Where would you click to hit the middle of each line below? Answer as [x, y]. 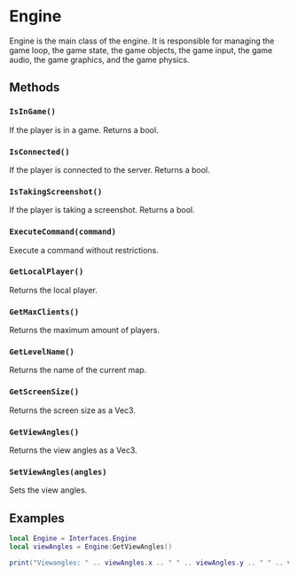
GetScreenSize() [44, 392]
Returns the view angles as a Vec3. [73, 450]
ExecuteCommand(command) [63, 232]
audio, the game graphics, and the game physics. [99, 59]
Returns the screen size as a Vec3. [72, 410]
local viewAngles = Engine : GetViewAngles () [91, 547]
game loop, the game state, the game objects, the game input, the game [141, 50]
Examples [37, 518]
